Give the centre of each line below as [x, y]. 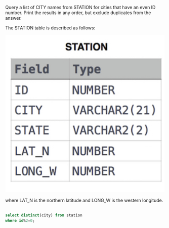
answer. [13, 18]
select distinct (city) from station [44, 215]
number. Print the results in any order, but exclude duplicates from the [78, 13]
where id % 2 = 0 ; [20, 221]
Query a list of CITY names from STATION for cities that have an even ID [80, 7]
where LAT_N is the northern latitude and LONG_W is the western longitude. [84, 200]
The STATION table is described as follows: [50, 28]
